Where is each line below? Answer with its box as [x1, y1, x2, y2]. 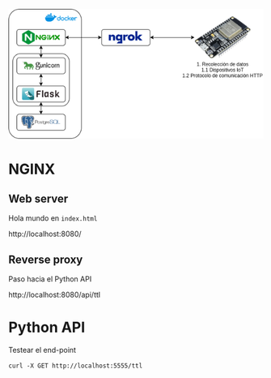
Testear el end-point [8, 346, 77, 355]
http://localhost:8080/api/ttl [8, 290, 101, 300]
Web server [8, 191, 69, 205]
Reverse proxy [8, 252, 83, 266]
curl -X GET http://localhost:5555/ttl [8, 362, 143, 370]
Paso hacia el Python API [8, 274, 92, 284]
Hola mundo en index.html [8, 213, 98, 223]
